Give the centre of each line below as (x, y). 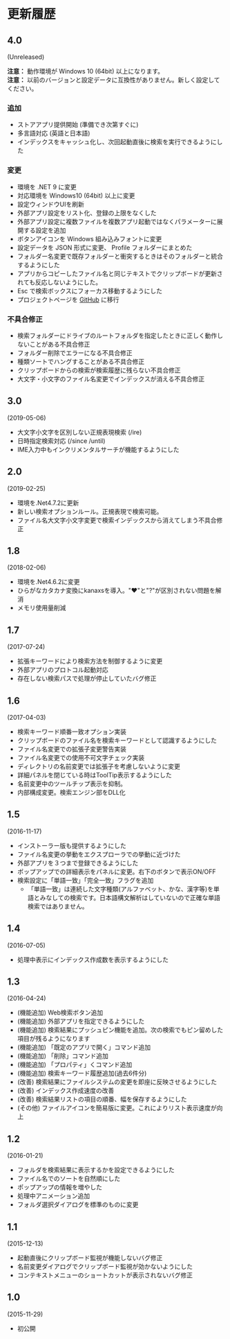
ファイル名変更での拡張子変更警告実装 (71, 749)
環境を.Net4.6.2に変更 (48, 582)
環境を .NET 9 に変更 (47, 187)
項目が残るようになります (54, 1039)
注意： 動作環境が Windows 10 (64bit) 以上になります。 (86, 71)
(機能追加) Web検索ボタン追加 (60, 1012)
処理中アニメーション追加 (54, 1196)
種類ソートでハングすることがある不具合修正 (81, 361)
